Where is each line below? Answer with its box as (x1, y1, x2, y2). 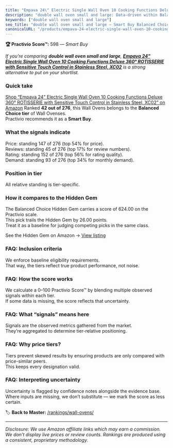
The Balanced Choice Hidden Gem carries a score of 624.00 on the (5, 206, 148, 212)
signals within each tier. (5, 292, 56, 299)
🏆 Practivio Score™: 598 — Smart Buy (5, 41, 89, 47)
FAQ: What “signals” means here (5, 311, 90, 318)
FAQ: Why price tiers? (5, 341, 61, 348)
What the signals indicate (5, 129, 71, 136)
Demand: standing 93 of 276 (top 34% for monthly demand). (5, 157, 134, 163)
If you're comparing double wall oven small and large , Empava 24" (5, 53, 151, 59)
